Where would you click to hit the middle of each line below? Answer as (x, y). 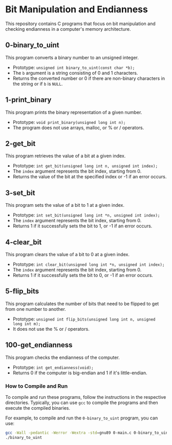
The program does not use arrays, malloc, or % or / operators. (78, 128)
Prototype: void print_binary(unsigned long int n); (69, 122)
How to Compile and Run (37, 386)
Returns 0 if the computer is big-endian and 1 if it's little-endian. (80, 373)
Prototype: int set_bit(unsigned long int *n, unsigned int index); (86, 215)
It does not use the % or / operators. (51, 329)
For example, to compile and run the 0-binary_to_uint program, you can (82, 418)
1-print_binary (28, 100)
